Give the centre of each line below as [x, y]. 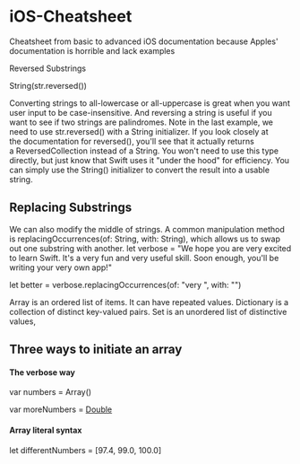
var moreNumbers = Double [61, 409]
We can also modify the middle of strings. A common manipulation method [147, 229]
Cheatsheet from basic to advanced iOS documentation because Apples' [144, 41]
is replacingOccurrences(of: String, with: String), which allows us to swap [145, 239]
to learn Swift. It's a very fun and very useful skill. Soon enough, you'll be [144, 258]
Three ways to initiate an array [96, 350]
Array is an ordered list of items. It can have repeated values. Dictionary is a [149, 302]
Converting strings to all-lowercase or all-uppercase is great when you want [150, 103]
